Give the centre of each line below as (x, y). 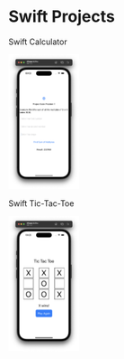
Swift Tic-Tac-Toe (41, 203)
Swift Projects (62, 17)
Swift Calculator (38, 42)
